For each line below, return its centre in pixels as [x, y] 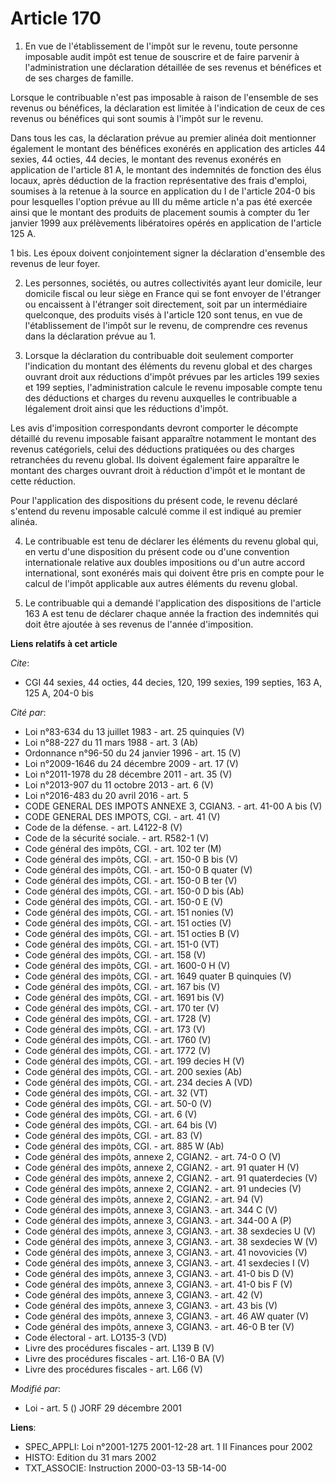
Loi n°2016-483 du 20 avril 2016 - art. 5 [106, 795]
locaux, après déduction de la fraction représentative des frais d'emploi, [159, 180]
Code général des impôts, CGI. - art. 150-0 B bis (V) [131, 859]
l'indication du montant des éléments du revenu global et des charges [168, 366]
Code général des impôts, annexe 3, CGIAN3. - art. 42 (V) [143, 1294]
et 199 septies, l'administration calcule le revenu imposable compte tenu [173, 387]
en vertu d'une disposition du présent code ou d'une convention [157, 551]
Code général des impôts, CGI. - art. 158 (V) [115, 954]
